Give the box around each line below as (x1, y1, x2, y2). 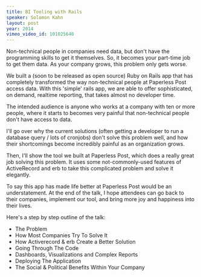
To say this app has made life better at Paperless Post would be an (6, 183, 172, 190)
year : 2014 (6, 25, 34, 32)
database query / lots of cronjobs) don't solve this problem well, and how (6, 134, 188, 142)
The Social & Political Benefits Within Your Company (14, 264, 145, 271)
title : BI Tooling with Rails (6, 8, 83, 15)
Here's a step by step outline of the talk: (6, 214, 106, 221)
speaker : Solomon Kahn (6, 14, 63, 20)
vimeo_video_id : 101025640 (6, 31, 74, 37)
